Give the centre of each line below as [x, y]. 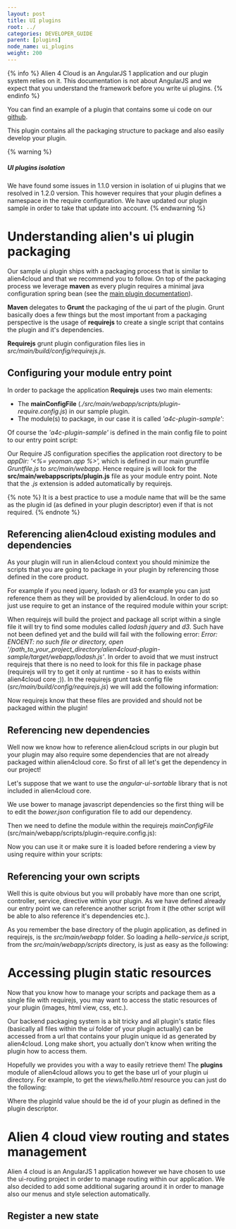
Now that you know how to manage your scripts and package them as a [112, 992]
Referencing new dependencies [79, 730]
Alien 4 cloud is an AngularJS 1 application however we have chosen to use [117, 1171]
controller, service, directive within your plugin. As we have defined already [117, 901]
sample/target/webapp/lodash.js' [56, 657]
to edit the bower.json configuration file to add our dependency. [100, 812]
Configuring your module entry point [90, 373]
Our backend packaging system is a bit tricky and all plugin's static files [111, 1021]
